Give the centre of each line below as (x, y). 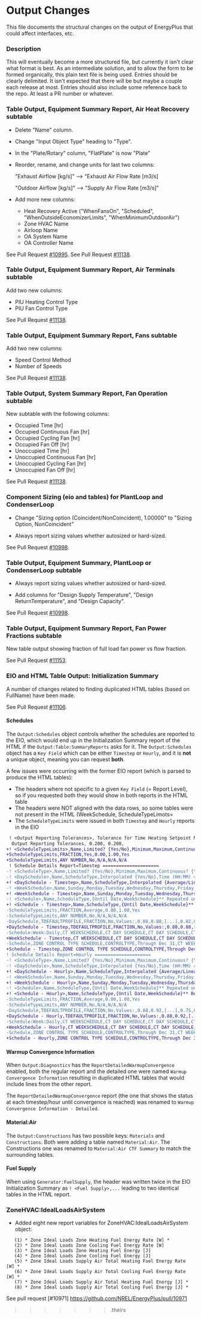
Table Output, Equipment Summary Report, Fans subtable (92, 335)
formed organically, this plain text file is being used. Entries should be (92, 75)
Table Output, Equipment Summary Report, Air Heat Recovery (98, 110)
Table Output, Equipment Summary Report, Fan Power (86, 628)
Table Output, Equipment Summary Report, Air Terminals (91, 270)
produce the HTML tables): (39, 777)
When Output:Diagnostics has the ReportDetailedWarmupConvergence (90, 1065)
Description (24, 48)
